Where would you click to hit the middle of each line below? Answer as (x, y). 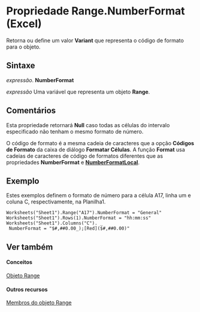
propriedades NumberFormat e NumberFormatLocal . (73, 162)
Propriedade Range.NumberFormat (96, 11)
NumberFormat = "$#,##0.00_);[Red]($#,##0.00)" (69, 229)
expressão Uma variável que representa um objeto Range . (78, 92)
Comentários (31, 111)
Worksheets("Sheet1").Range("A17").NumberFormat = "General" (84, 213)
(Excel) (24, 24)
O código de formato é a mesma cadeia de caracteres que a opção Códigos (100, 143)
